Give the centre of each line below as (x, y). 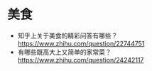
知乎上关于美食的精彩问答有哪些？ (67, 35)
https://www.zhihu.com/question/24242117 (81, 60)
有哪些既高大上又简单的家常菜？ (64, 52)
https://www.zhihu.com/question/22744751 (81, 43)
